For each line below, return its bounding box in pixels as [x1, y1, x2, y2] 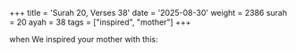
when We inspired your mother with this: [9, 34, 158, 44]
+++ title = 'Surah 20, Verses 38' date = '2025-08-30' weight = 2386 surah [9, 8, 288, 18]
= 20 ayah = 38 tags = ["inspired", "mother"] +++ [9, 17, 191, 27]
